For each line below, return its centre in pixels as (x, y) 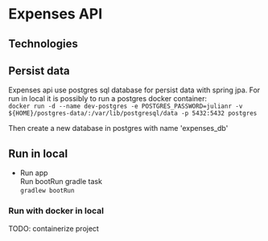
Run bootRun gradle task (61, 182)
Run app (34, 173)
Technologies (43, 44)
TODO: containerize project (54, 228)
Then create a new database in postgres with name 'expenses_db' (118, 129)
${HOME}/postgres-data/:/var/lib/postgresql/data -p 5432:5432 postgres (133, 113)
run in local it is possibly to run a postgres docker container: (108, 99)
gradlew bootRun (47, 191)
